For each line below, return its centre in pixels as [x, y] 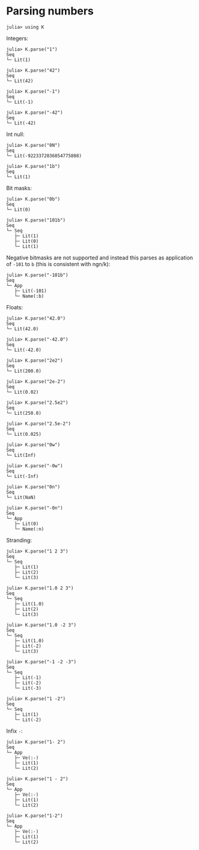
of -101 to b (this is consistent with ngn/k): [58, 264]
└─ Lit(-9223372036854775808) [44, 156]
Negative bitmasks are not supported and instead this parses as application [100, 258]
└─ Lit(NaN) [21, 497]
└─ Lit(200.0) [24, 371]
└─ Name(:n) [29, 529]
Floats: [14, 307]
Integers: [17, 38]
